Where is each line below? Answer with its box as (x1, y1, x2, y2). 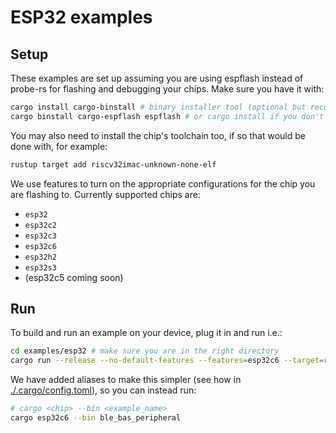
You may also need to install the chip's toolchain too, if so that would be (10, 129, 306, 141)
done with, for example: (10, 140, 108, 152)
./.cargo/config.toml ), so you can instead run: (10, 384, 197, 396)
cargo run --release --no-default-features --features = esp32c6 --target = (10, 356, 325, 366)
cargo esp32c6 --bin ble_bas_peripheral (10, 413, 182, 423)
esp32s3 (24, 262, 57, 273)
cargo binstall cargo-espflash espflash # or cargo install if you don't (10, 111, 325, 121)
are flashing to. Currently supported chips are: (10, 188, 201, 200)
